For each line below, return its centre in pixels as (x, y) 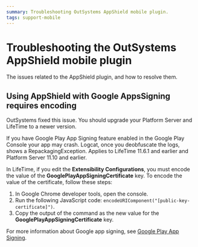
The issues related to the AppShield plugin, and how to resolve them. (92, 77)
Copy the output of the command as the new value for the (87, 213)
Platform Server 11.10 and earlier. (47, 157)
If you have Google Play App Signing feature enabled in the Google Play (95, 138)
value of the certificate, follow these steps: (59, 182)
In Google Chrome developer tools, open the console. (81, 194)
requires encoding (41, 106)
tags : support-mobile (34, 18)
